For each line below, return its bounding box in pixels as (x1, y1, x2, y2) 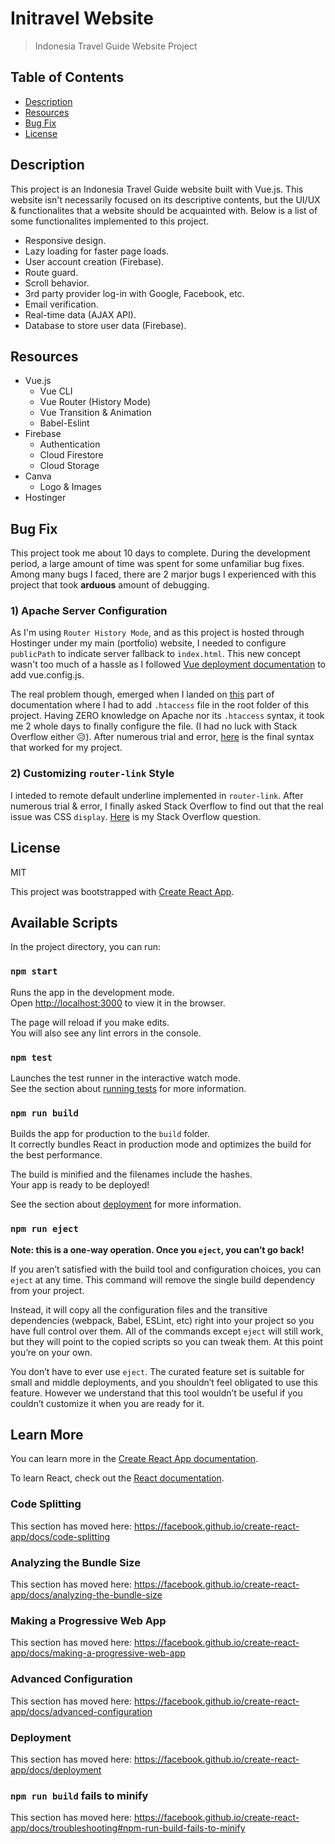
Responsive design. (24, 234, 107, 246)
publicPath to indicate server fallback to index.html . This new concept (10, 648, 302, 660)
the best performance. (10, 1149, 103, 1161)
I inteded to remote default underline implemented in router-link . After (10, 789, 304, 801)
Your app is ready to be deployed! (10, 1179, 150, 1191)
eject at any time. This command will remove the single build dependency (10, 1273, 316, 1286)
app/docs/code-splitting (10, 1530, 111, 1542)
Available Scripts (10, 914, 118, 931)
